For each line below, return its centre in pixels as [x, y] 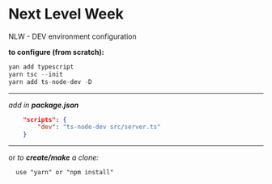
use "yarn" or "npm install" [65, 173]
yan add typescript [41, 67]
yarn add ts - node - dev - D [50, 82]
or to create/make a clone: [54, 157]
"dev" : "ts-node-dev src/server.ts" [99, 127]
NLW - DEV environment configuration [72, 36]
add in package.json [44, 105]
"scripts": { [45, 119]
